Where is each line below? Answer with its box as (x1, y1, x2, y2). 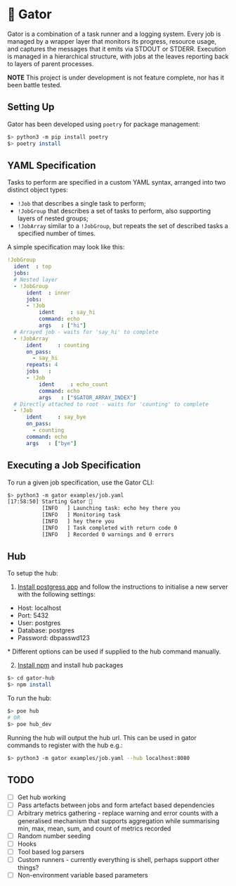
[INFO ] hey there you (41, 518, 114, 525)
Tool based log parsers (17, 847, 84, 856)
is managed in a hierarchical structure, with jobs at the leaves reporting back (7, 52, 229, 61)
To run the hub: (7, 694, 52, 703)
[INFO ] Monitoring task (41, 511, 121, 518)
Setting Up (7, 101, 55, 113)
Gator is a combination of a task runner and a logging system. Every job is (7, 30, 221, 38)
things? (17, 863, 39, 872)
